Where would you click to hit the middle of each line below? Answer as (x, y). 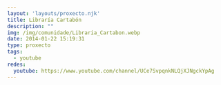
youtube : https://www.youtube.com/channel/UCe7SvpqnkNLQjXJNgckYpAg (114, 71)
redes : (17, 64)
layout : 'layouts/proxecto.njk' (54, 13)
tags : (15, 52)
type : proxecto (29, 45)
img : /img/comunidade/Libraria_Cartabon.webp (74, 33)
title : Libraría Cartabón (44, 20)
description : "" (30, 26)
